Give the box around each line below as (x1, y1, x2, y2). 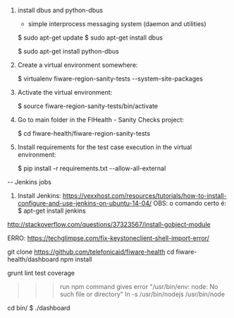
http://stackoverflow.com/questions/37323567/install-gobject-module (7, 220, 211, 228)
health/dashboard (7, 255, 59, 264)
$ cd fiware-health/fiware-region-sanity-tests (17, 129, 150, 137)
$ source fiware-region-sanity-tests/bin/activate (17, 102, 159, 110)
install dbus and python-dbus (17, 6, 104, 14)
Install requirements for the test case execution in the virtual (17, 143, 192, 151)
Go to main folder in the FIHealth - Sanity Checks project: (17, 116, 185, 124)
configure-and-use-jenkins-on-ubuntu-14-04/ (17, 199, 152, 207)
